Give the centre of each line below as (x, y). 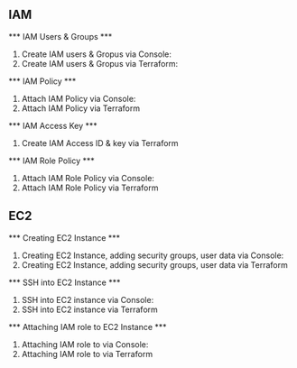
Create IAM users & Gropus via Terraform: (99, 63)
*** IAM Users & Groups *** (60, 36)
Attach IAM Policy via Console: (79, 98)
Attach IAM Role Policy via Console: (88, 178)
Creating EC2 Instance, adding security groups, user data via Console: (153, 255)
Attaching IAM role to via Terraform (87, 354)
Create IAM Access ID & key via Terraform (100, 143)
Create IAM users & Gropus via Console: (97, 54)
